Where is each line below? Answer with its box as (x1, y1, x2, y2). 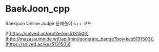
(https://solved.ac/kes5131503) (5, 41, 71, 47)
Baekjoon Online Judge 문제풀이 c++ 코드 (5, 20, 92, 26)
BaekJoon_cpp (5, 3, 70, 15)
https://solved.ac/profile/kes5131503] (10, 30, 89, 36)
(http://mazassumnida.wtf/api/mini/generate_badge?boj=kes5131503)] (5, 36, 154, 42)
